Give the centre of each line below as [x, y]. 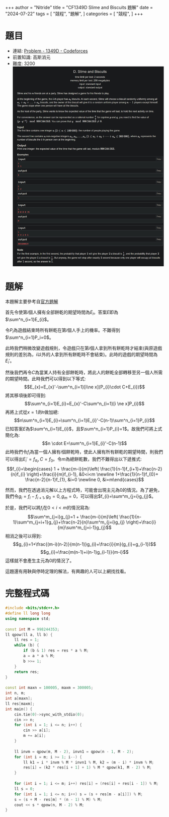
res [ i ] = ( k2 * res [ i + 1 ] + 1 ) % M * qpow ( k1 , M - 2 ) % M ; [88, 768]
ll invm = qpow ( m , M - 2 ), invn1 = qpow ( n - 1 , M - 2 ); [74, 751]
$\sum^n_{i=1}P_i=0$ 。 [29, 337]
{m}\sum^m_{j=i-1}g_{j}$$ [84, 528]
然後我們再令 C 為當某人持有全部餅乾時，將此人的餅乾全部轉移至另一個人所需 [84, 372]
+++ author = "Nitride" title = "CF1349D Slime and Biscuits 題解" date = [79, 7]
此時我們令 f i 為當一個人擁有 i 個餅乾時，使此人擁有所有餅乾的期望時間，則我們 [84, 452]
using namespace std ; [28, 619]
